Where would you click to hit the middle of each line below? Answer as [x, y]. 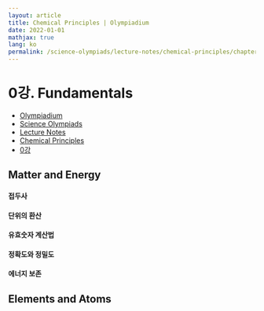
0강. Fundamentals [71, 93]
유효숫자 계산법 [31, 235]
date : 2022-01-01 [37, 30]
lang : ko [22, 45]
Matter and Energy [55, 175]
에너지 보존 [25, 274]
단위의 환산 [25, 215]
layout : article [35, 15]
